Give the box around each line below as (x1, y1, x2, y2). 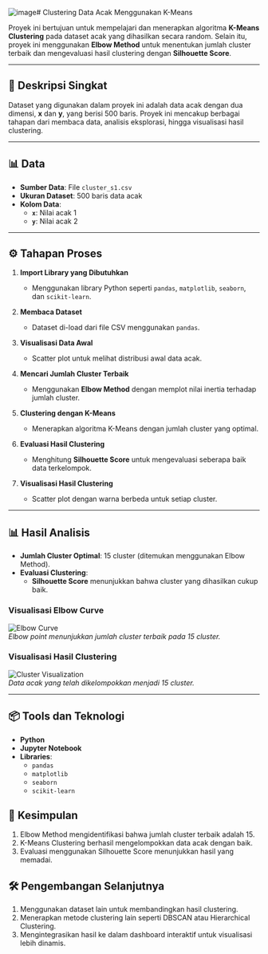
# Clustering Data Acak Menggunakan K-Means (36, 8, 193, 17)
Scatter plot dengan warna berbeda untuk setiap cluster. (31, 495, 218, 504)
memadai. (19, 855, 53, 865)
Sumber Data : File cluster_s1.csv (19, 182, 132, 191)
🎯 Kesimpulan (8, 809, 78, 822)
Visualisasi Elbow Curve (8, 605, 104, 616)
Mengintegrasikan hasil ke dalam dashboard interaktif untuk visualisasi (19, 930, 253, 940)
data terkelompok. (31, 463, 92, 473)
